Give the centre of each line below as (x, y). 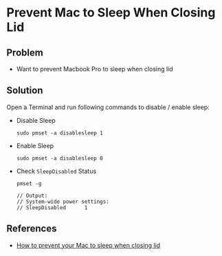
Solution (25, 91)
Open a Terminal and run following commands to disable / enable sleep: (108, 107)
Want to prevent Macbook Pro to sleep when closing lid (95, 69)
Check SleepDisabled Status (56, 171)
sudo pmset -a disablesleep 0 (60, 158)
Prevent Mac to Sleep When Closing (111, 13)
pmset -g (29, 183)
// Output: (32, 196)
